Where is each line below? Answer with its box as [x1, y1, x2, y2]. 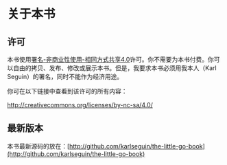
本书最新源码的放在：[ [7, 142, 70, 150]
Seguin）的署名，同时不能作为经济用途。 [7, 73, 123, 80]
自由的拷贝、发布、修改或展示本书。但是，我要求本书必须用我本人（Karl [12, 64, 217, 72]
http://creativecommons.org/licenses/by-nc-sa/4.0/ [7, 101, 153, 109]
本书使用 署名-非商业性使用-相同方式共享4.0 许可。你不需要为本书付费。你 [7, 56, 214, 63]
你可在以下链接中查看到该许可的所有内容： [7, 87, 128, 95]
